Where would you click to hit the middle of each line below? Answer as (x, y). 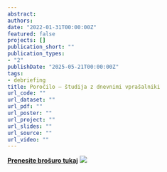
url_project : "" (31, 119)
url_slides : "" (30, 126)
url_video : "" (28, 139)
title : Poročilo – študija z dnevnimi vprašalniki (84, 87)
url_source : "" (30, 133)
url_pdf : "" (25, 107)
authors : (20, 21)
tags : (15, 73)
